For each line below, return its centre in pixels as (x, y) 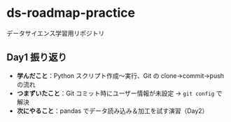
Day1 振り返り (37, 57)
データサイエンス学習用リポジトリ (56, 33)
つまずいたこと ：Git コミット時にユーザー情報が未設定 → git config (115, 93)
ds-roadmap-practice (71, 13)
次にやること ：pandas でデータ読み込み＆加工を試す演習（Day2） (112, 111)
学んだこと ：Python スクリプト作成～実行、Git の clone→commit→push (120, 76)
